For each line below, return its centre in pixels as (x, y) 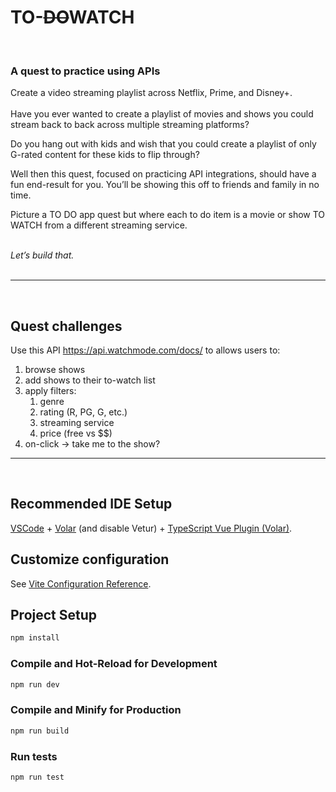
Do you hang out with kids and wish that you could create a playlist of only (163, 144)
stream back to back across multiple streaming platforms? (130, 125)
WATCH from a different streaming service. (99, 225)
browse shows (55, 370)
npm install (35, 638)
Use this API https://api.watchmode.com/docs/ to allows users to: (145, 350)
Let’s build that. (42, 255)
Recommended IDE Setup (91, 504)
